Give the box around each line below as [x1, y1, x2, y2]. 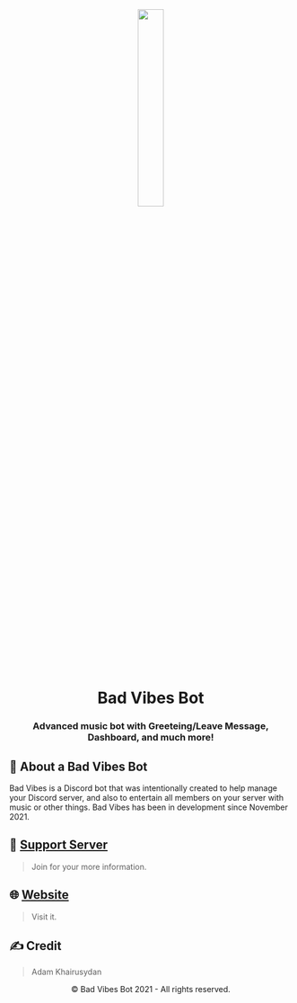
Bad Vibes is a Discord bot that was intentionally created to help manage [9, 782, 278, 794]
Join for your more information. [31, 861, 147, 872]
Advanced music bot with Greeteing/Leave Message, [32, 720, 269, 732]
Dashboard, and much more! [87, 732, 214, 744]
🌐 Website [9, 887, 69, 902]
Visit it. [31, 911, 57, 922]
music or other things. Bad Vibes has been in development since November [9, 802, 289, 812]
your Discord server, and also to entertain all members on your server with [9, 792, 284, 803]
